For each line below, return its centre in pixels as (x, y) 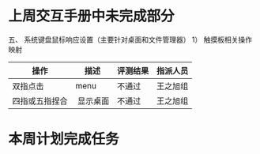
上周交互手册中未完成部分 (92, 16)
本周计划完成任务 (64, 139)
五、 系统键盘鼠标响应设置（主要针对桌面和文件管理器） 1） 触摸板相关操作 (130, 39)
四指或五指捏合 (40, 101)
